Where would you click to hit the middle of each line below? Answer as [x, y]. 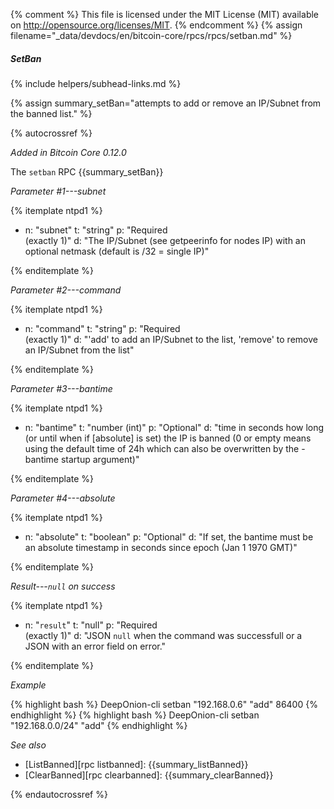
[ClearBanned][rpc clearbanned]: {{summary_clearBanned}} [149, 775]
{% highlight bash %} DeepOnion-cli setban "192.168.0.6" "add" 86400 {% [164, 704]
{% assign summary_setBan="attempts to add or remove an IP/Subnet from [166, 103]
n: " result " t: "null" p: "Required [91, 625]
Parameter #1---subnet [58, 191]
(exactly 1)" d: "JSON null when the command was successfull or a [163, 635]
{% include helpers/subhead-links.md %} [96, 83]
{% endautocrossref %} [59, 794]
